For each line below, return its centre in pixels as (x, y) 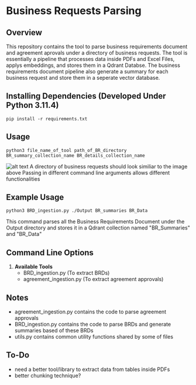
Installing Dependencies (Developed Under (86, 96)
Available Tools (33, 267)
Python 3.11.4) (32, 105)
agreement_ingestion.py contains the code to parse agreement (90, 312)
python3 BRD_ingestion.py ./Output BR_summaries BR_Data (77, 211)
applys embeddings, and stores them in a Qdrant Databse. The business (93, 65)
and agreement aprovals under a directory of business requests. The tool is (97, 53)
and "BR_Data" (24, 234)
